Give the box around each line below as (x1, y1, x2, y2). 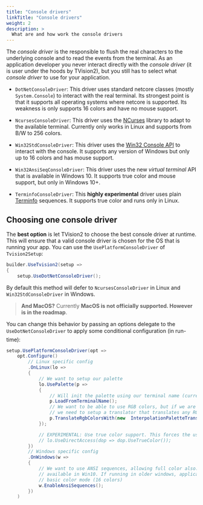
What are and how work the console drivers (11, 32, 123, 38)
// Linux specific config (28, 359, 94, 365)
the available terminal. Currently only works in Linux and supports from (14, 123, 192, 130)
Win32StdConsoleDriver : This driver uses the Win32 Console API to (14, 141, 181, 149)
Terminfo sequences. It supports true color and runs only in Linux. (14, 197, 180, 204)
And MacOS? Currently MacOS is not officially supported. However (21, 302, 193, 309)
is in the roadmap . (21, 309, 68, 316)
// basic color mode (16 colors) (38, 477, 123, 483)
